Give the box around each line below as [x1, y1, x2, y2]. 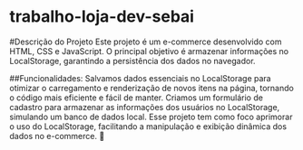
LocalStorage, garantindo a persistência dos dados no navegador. [9, 55, 256, 66]
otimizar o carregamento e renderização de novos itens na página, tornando [9, 82, 295, 93]
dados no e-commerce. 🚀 [9, 130, 105, 141]
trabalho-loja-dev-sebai [9, 6, 195, 27]
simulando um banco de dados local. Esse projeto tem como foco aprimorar [9, 111, 293, 122]
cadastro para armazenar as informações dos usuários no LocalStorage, [9, 101, 280, 112]
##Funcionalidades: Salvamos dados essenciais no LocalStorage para [9, 72, 271, 83]
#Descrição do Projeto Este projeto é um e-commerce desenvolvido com [9, 36, 282, 47]
